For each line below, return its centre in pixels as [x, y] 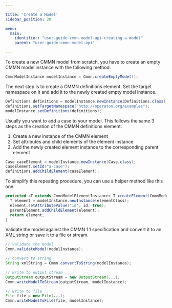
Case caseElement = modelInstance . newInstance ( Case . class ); [71, 162]
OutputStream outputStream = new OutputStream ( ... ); [63, 277]
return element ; [27, 215]
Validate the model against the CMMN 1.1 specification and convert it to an [83, 230]
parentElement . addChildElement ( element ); [55, 210]
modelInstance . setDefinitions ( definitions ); [53, 111]
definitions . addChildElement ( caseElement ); [52, 171]
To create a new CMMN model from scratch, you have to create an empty [83, 62]
